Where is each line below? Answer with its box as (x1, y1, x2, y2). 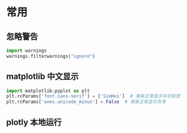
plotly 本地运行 (6, 117, 62, 127)
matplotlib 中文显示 (6, 72, 79, 82)
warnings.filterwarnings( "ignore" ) (6, 53, 96, 59)
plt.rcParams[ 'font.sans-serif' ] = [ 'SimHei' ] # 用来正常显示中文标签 (6, 93, 180, 99)
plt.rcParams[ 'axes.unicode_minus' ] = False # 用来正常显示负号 (6, 99, 167, 105)
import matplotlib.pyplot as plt (6, 88, 90, 94)
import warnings (6, 48, 47, 54)
